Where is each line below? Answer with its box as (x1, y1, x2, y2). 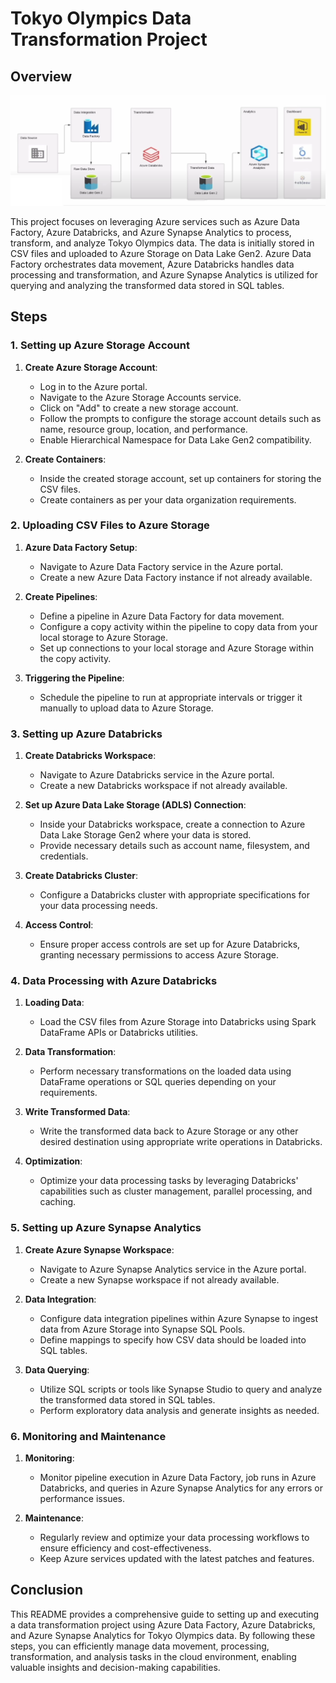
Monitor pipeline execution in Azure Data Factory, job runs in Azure (39, 1472, 317, 1484)
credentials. (39, 850, 89, 862)
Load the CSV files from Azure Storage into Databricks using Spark (39, 1016, 317, 1028)
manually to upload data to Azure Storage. (39, 702, 214, 714)
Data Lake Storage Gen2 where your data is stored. (39, 829, 252, 841)
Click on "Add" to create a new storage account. (39, 402, 239, 414)
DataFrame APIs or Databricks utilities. (39, 1027, 199, 1039)
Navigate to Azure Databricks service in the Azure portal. (39, 769, 275, 781)
